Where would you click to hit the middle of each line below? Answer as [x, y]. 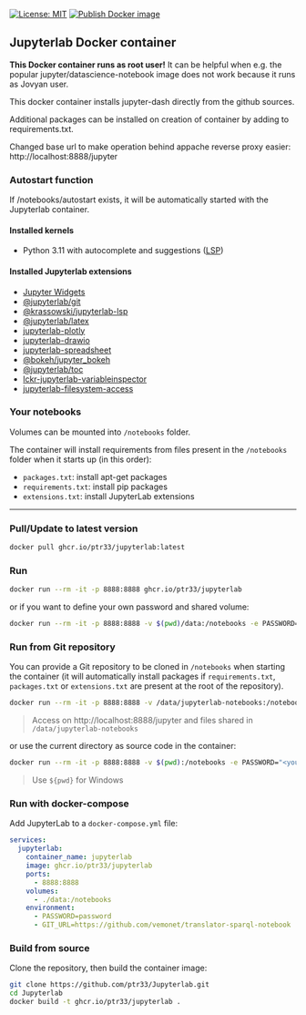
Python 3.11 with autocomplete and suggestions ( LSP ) [123, 251]
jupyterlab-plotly [54, 330]
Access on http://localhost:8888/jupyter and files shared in [142, 721]
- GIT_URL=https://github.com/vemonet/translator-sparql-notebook [162, 925]
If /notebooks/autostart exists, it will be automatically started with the [139, 200]
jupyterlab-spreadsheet [67, 350]
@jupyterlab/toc [53, 369]
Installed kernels [42, 230]
